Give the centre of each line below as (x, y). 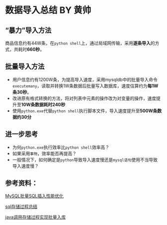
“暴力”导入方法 (28, 30)
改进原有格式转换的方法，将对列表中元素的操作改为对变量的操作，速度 (84, 98)
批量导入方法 (25, 67)
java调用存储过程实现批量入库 (36, 217)
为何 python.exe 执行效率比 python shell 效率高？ (61, 147)
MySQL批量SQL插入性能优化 (34, 196)
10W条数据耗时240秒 (43, 104)
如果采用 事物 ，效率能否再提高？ (44, 153)
